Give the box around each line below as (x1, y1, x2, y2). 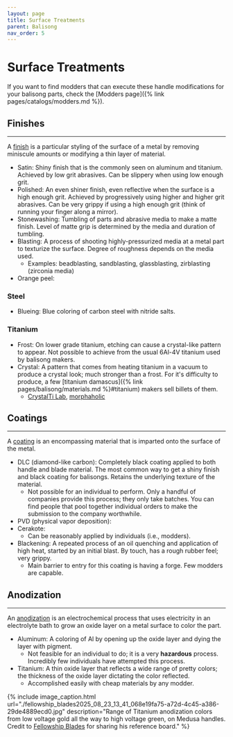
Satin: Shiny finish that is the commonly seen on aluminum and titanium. (17, 163, 223, 171)
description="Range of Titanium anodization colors (67, 707, 213, 716)
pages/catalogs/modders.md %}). (7, 97, 105, 106)
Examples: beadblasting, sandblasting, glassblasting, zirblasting (27, 259, 210, 268)
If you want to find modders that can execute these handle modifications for (7, 83, 225, 91)
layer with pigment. (17, 642, 73, 651)
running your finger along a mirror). (17, 208, 119, 216)
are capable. (27, 569, 64, 577)
